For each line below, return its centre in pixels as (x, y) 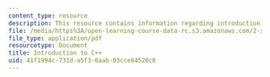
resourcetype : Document (48, 46)
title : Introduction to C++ (55, 53)
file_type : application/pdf (55, 38)
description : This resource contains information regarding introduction (135, 23)
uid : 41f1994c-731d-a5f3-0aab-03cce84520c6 (82, 61)
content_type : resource (48, 16)
